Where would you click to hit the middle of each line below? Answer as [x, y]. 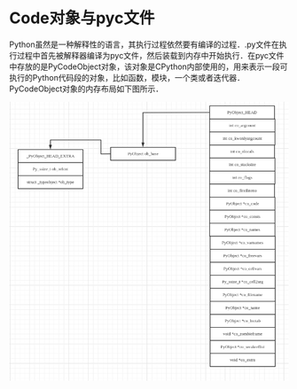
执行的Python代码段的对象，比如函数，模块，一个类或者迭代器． [127, 77]
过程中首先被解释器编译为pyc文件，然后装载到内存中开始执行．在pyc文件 [150, 55]
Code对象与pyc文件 [82, 18]
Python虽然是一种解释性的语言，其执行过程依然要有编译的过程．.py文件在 [144, 44]
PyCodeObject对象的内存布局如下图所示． [86, 89]
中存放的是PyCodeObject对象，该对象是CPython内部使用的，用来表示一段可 [148, 66]
